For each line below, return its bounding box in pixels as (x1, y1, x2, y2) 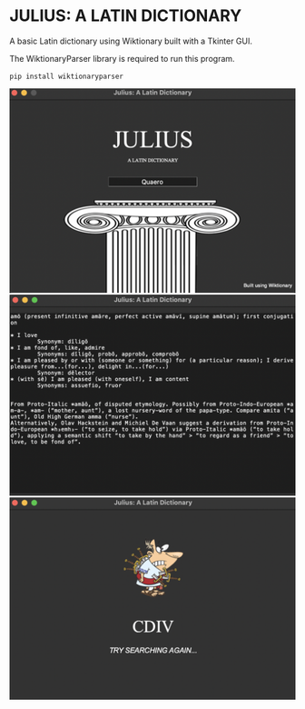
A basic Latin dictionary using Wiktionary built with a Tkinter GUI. (9, 35, 252, 46)
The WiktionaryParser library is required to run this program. (9, 53, 235, 64)
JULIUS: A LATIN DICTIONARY (9, 5, 242, 26)
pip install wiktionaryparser (9, 72, 124, 81)
